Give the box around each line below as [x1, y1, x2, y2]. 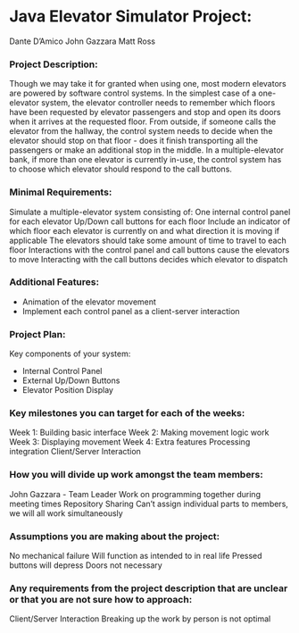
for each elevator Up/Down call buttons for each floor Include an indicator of [9, 216, 291, 227]
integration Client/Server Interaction [9, 446, 141, 457]
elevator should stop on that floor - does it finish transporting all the [9, 136, 259, 146]
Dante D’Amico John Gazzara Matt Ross [9, 36, 156, 46]
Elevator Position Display [21, 385, 114, 396]
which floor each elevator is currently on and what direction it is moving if [9, 225, 279, 236]
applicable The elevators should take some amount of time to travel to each [9, 235, 287, 246]
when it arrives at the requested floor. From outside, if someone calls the [9, 116, 277, 127]
